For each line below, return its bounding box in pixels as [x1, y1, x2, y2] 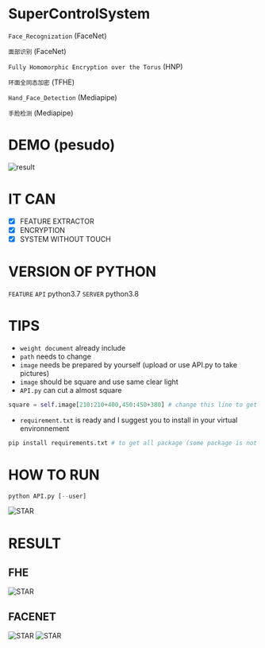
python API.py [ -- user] [8, 492, 87, 500]
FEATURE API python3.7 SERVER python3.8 [8, 289, 139, 298]
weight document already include [19, 343, 126, 352]
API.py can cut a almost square [19, 385, 122, 394]
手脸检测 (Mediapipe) [8, 108, 74, 118]
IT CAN [8, 190, 56, 208]
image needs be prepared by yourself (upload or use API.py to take [19, 359, 238, 370]
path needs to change [19, 351, 91, 361]
